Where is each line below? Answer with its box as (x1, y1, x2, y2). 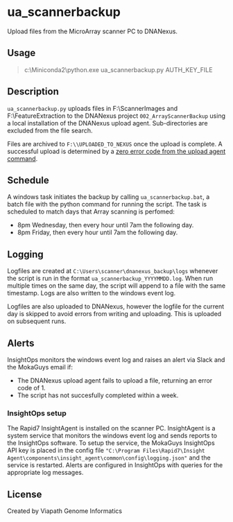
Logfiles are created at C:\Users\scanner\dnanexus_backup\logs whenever (7, 267, 218, 275)
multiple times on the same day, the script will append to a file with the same (7, 281, 226, 290)
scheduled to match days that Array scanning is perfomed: (7, 207, 175, 216)
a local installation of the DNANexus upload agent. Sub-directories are (7, 119, 208, 127)
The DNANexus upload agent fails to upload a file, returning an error (17, 376, 213, 385)
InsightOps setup (7, 408, 67, 418)
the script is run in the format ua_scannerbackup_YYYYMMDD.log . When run (7, 275, 214, 283)
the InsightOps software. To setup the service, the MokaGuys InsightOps (7, 439, 215, 447)
